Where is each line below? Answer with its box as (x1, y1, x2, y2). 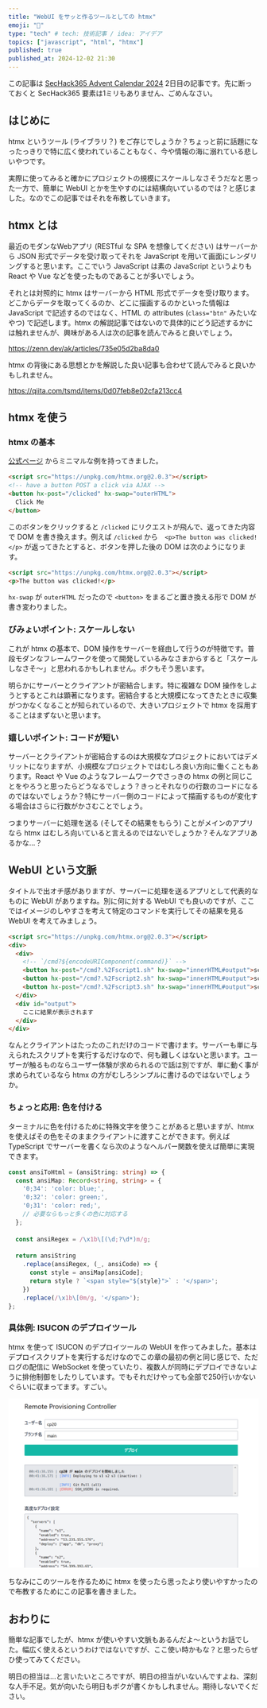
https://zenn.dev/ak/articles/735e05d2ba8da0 (8, 343, 160, 353)
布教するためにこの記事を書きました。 (14, 1586, 141, 1597)
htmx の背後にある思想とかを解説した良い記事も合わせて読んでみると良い (8, 360, 250, 370)
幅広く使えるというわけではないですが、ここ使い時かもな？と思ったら (21, 1645, 252, 1655)
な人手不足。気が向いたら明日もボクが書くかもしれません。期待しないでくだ (8, 1682, 259, 1691)
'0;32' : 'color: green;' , (22, 1193, 109, 1202)
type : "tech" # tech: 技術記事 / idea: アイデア (8, 29, 163, 37)
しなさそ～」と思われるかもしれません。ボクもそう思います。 (8, 664, 209, 673)
